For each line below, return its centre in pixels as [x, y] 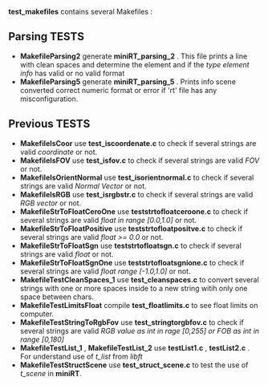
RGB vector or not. [51, 203]
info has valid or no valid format [72, 73]
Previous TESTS [49, 124]
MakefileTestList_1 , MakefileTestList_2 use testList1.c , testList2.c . [135, 347]
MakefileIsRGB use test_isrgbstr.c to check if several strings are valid [136, 194]
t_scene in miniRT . [51, 373]
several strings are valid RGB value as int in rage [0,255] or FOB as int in [139, 330]
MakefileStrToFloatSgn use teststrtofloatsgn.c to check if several [131, 245]
